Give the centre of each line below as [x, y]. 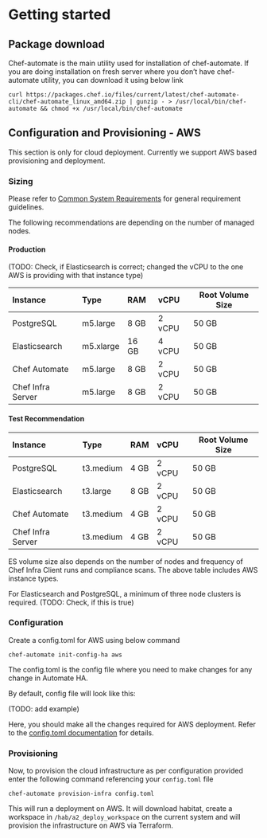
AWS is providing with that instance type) [76, 276]
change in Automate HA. [48, 678]
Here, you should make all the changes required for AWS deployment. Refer [132, 724]
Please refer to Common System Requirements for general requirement [124, 199]
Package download [56, 44]
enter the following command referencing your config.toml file [111, 779]
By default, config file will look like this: [72, 693]
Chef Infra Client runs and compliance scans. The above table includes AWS [133, 570]
